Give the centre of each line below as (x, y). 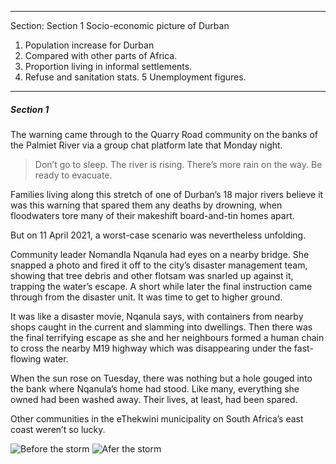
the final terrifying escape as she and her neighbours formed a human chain (167, 337)
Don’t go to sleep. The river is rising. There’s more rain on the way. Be (178, 164)
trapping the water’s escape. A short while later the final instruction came (161, 286)
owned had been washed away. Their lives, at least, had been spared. (154, 399)
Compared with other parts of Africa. (101, 55)
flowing (26, 358)
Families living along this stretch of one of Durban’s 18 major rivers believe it (167, 194)
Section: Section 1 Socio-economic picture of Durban (120, 25)
